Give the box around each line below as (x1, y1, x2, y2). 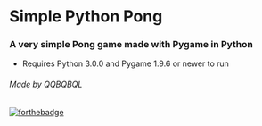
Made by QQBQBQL (9, 79, 83, 90)
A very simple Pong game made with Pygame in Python (9, 38, 254, 51)
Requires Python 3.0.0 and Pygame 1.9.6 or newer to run (21, 58, 230, 69)
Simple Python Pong (9, 6, 163, 27)
